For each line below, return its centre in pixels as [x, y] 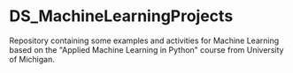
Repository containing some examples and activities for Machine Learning [144, 40]
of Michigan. [32, 59]
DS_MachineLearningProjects [121, 16]
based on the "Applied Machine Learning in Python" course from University [146, 49]
